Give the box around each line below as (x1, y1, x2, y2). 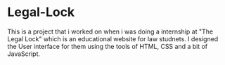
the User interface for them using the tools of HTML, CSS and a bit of (7, 42, 208, 50)
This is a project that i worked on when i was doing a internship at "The (7, 27, 213, 36)
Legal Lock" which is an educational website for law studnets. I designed (7, 34, 219, 43)
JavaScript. (7, 50, 41, 58)
